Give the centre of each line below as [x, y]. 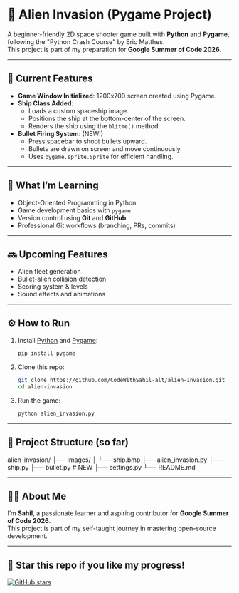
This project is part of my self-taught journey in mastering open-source [112, 528]
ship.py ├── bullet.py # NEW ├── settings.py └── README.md [101, 467]
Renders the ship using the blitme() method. [94, 126]
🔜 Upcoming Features [58, 254]
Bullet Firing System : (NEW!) [60, 133]
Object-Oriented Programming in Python [77, 202]
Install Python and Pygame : [58, 341]
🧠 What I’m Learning [53, 186]
